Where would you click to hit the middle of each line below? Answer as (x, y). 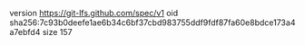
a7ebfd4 (25, 32)
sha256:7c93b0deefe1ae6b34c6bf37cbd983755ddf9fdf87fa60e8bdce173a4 (152, 22)
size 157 (57, 32)
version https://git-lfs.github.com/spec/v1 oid (94, 13)
